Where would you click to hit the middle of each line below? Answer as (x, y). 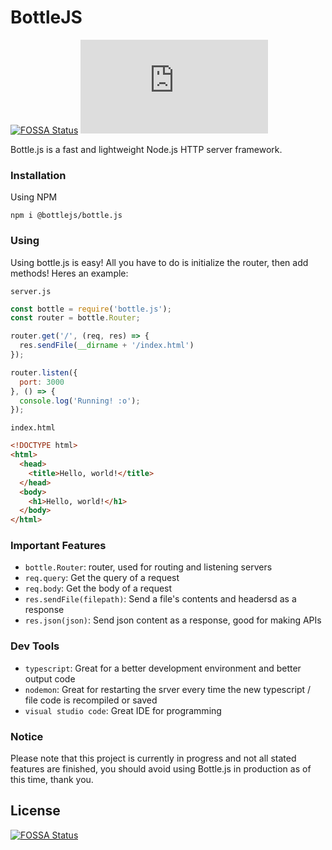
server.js (31, 291)
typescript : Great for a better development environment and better (163, 668)
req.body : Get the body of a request (98, 588)
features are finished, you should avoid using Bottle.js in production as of (161, 769)
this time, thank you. (52, 780)
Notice (27, 736)
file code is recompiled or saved (91, 700)
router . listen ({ (44, 372)
